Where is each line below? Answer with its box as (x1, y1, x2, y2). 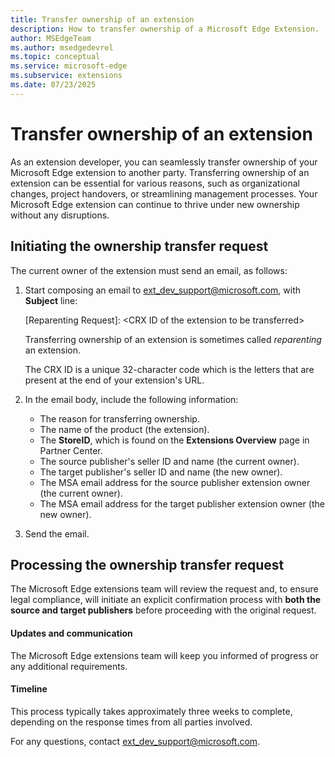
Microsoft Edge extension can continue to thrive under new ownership (10, 198, 300, 210)
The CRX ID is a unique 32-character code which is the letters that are (24, 363, 315, 375)
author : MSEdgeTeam (10, 33, 92, 43)
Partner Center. (39, 444, 103, 456)
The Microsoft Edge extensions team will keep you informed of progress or (10, 649, 319, 661)
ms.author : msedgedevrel (10, 42, 114, 53)
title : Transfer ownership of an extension (10, 14, 195, 25)
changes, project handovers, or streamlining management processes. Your (10, 187, 318, 200)
